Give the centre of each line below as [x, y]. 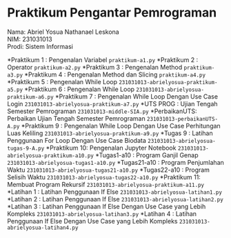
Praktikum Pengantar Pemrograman [112, 13]
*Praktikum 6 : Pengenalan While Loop [79, 89]
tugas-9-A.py [26, 148]
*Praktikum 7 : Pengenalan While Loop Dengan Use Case [137, 96]
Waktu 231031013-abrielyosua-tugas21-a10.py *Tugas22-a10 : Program [109, 170]
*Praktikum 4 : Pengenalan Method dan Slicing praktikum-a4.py [114, 75]
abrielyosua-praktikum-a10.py [51, 156]
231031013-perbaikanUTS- [183, 119]
